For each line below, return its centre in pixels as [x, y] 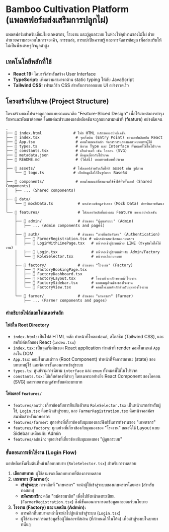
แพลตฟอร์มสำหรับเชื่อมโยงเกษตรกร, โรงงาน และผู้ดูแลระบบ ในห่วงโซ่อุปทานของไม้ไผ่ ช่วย [80, 34]
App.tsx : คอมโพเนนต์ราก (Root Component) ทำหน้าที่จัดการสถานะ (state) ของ [84, 359]
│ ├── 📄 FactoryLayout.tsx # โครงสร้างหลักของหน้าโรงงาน [76, 278]
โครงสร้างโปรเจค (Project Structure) [57, 101]
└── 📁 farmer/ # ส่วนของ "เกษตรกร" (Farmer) [74, 296]
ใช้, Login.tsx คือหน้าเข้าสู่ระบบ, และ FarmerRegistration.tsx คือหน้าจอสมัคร [84, 411]
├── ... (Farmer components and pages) [66, 300]
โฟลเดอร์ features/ [24, 394]
